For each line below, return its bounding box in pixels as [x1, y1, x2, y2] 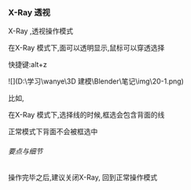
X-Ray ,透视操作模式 [8, 26, 73, 36]
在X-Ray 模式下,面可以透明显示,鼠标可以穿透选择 [8, 43, 165, 53]
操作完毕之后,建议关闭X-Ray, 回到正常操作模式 [8, 172, 158, 182]
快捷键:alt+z [8, 60, 47, 69]
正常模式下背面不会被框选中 [8, 127, 98, 136]
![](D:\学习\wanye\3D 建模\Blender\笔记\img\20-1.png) [8, 76, 185, 86]
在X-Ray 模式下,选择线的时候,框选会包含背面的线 [8, 110, 165, 120]
